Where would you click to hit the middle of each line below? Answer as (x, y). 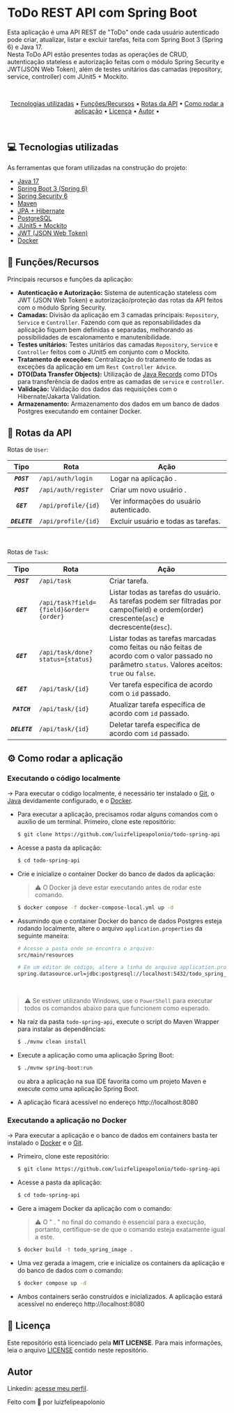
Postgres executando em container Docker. (79, 411)
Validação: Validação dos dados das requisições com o (97, 389)
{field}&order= (64, 610)
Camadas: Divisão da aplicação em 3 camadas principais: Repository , (118, 314)
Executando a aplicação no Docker (67, 1120)
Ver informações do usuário (156, 501)
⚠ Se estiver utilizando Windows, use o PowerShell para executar (118, 1001)
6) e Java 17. (25, 47)
